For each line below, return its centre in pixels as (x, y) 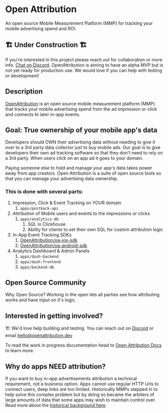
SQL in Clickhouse (47, 224)
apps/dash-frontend (40, 262)
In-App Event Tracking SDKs (42, 234)
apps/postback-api (39, 208)
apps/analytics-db (39, 219)
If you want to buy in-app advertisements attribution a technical (71, 379)
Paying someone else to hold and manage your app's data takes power (79, 168)
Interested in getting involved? (54, 316)
